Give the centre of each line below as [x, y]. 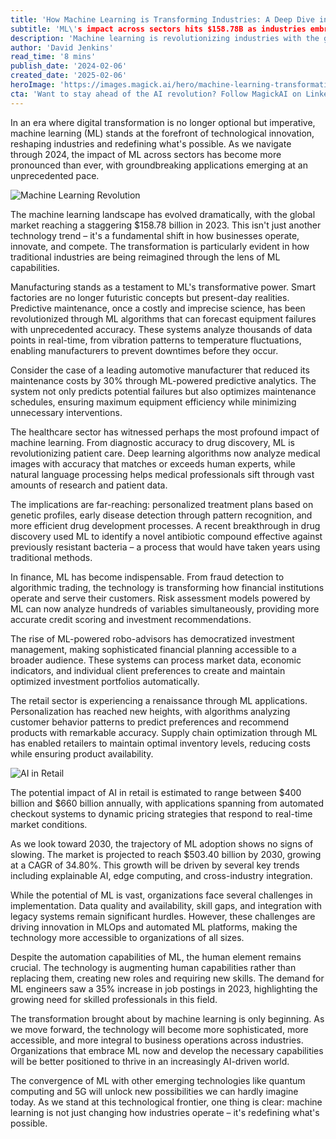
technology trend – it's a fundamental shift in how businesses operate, [155, 235]
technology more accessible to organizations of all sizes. [127, 937]
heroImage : [33, 85]
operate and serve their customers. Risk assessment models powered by [160, 598]
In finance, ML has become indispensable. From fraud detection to [147, 577]
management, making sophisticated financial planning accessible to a [153, 649]
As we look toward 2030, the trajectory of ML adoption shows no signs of [162, 843]
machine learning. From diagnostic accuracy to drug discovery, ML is [152, 442]
